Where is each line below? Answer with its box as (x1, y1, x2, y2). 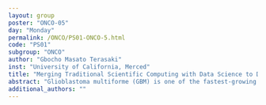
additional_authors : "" (8, 84, 87, 93)
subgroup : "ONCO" (8, 48, 66, 56)
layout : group (8, 11, 55, 20)
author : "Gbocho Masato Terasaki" (8, 56, 123, 64)
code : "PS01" (8, 41, 51, 49)
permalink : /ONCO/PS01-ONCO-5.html (8, 33, 126, 42)
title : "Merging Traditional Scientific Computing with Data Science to (8, 70, 253, 78)
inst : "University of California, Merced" (8, 63, 150, 71)
